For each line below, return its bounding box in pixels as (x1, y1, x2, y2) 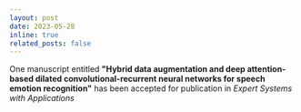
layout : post (9, 13, 59, 23)
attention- (246, 64, 286, 75)
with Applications (9, 93, 75, 104)
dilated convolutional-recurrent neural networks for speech (35, 74, 266, 85)
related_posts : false (9, 38, 92, 48)
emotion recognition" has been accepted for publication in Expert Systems (9, 83, 293, 94)
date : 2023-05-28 (9, 22, 75, 31)
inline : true (9, 30, 59, 39)
